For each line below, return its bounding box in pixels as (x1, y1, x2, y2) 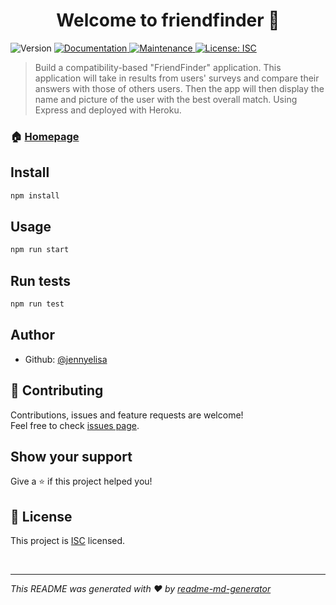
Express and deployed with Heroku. (34, 104, 182, 116)
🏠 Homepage (10, 129, 80, 143)
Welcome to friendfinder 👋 (56, 9, 280, 32)
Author (10, 327, 55, 344)
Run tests (10, 272, 71, 289)
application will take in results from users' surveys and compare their (34, 72, 320, 84)
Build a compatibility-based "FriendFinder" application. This (34, 61, 282, 73)
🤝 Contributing (10, 382, 104, 399)
